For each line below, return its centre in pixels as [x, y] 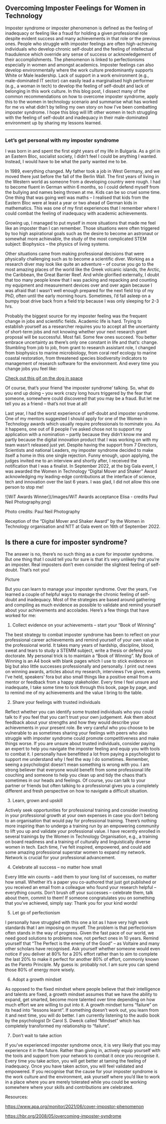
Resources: [17, 1097]
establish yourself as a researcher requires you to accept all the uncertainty [82, 326]
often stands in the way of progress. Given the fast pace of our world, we [80, 933]
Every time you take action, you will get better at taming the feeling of [76, 1061]
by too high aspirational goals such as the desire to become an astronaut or [82, 234]
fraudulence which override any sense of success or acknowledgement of [81, 54]
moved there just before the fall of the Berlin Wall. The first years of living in [82, 177]
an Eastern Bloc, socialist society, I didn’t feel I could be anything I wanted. [81, 156]
